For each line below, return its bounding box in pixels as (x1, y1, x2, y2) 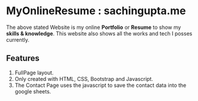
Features (6, 53, 40, 63)
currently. (6, 36, 30, 43)
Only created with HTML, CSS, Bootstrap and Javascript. (14, 75, 154, 82)
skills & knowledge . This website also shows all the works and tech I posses (6, 30, 193, 37)
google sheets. (14, 87, 51, 95)
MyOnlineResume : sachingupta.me (6, 4, 186, 18)
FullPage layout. (14, 69, 54, 76)
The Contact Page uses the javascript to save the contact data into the (14, 82, 187, 89)
